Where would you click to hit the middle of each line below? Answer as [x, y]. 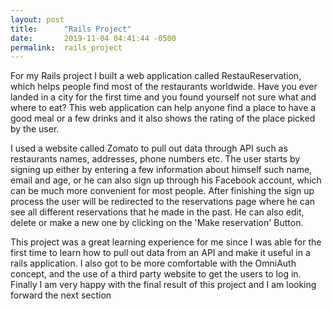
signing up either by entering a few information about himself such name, [161, 170]
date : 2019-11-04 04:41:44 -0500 [93, 38]
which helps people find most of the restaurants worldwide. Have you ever [164, 87]
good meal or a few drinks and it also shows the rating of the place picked [163, 118]
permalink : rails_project [66, 47]
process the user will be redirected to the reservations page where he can [163, 202]
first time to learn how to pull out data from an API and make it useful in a [160, 253]
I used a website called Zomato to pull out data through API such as [149, 148]
